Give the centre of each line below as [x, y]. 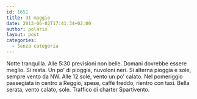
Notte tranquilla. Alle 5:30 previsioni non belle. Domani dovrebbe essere [97, 63]
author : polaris [27, 29]
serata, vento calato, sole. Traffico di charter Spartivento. [78, 89]
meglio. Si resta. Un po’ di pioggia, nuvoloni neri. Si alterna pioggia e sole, [99, 70]
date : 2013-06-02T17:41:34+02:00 [49, 23]
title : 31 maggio [28, 18]
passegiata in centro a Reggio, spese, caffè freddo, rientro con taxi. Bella [98, 82]
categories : [21, 40]
